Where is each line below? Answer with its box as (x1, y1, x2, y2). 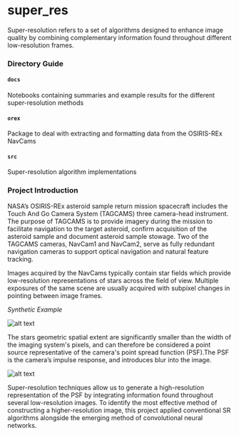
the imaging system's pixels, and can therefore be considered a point (7, 340, 211, 349)
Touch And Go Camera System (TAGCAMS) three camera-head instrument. (7, 209, 229, 217)
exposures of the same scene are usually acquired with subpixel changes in (7, 284, 230, 292)
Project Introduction (7, 185, 78, 195)
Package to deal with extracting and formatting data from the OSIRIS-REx (7, 129, 223, 138)
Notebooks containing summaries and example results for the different (7, 91, 215, 100)
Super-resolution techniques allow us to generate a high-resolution (7, 383, 205, 391)
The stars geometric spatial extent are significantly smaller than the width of (7, 332, 232, 341)
